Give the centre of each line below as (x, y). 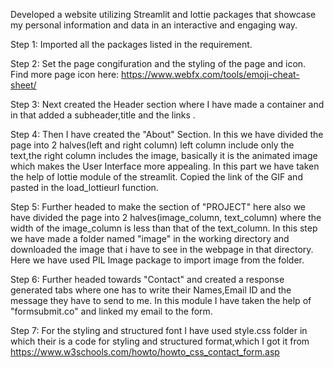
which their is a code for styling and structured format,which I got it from (160, 341)
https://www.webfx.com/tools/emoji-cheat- (210, 74)
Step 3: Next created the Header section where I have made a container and (167, 104)
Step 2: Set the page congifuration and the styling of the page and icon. (158, 63)
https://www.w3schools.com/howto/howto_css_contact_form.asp (145, 352)
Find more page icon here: (65, 74)
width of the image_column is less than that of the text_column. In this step (164, 228)
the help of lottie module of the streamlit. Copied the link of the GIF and (156, 177)
